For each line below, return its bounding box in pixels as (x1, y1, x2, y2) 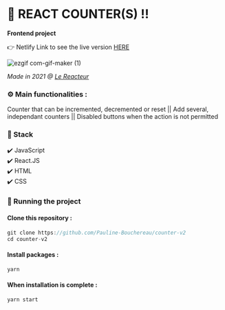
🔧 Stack (7, 130, 34, 139)
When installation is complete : (7, 281, 98, 289)
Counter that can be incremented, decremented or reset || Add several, (7, 105, 209, 113)
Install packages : (7, 251, 59, 258)
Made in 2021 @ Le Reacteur (7, 72, 89, 80)
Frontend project (7, 29, 56, 37)
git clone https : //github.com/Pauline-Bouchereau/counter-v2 (7, 229, 186, 236)
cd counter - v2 (7, 235, 48, 242)
